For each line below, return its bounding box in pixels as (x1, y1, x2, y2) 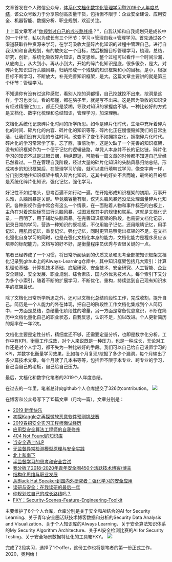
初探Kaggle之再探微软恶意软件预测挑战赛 (12, 414, 100, 420)
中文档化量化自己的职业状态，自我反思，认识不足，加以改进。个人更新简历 (9, 314, 167, 320)
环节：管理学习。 (9, 80, 46, 86)
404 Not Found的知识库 (12, 433, 63, 439)
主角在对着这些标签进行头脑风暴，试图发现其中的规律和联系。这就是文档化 (5, 209, 162, 215)
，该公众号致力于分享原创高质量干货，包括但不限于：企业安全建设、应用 (10, 11, 162, 17)
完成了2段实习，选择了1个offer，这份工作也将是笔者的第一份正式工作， (5, 545, 155, 551)
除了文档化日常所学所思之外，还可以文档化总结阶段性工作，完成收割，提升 (5, 295, 162, 301)
